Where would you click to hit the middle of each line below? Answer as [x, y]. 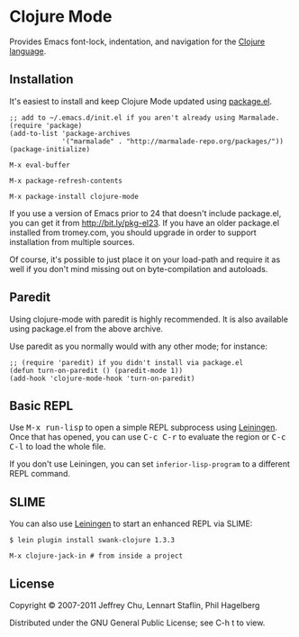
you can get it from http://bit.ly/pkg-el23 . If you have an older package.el [145, 223]
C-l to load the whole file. [58, 447]
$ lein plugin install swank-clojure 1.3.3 [92, 541]
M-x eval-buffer [40, 165]
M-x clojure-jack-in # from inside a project [96, 556]
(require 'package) [46, 125]
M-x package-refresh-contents [66, 181]
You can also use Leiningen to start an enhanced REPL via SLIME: [131, 523]
